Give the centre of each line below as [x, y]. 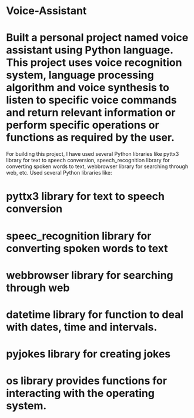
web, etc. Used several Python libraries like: [59, 173]
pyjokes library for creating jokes [88, 354]
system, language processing [80, 75]
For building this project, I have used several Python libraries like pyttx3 [93, 154]
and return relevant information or [91, 113]
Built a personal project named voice [97, 38]
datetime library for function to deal [95, 314]
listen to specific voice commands [92, 100]
